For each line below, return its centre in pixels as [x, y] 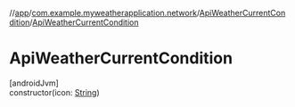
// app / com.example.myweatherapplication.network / [105, 13]
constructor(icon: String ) [54, 92]
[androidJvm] [34, 83]
